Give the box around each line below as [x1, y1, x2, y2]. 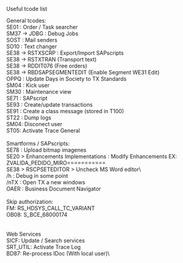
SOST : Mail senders [6, 37, 58, 43]
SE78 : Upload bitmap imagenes [6, 146, 87, 153]
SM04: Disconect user [6, 121, 63, 127]
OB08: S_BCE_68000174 [6, 211, 68, 218]
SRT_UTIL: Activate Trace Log [6, 244, 81, 250]
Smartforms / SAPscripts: [6, 140, 70, 147]
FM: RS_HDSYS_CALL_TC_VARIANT [6, 205, 95, 212]
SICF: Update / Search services [6, 237, 85, 244]
